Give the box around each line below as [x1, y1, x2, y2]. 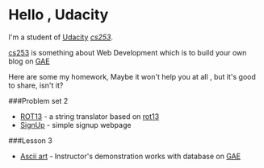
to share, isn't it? [8, 80, 64, 90]
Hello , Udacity [8, 6, 109, 24]
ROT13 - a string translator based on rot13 [19, 111, 160, 121]
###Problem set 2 [8, 96, 69, 105]
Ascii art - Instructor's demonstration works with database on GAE [19, 151, 241, 161]
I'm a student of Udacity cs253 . [8, 32, 114, 42]
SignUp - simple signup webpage [19, 120, 132, 129]
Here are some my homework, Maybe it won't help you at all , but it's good [8, 72, 256, 81]
